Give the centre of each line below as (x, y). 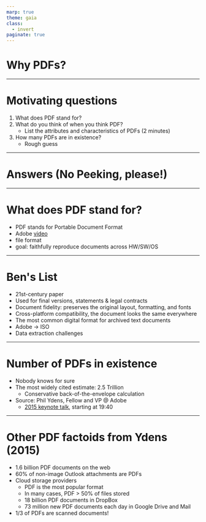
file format (28, 240)
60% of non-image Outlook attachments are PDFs (78, 474)
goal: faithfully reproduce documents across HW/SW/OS (86, 247)
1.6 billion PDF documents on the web (63, 467)
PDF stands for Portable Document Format (69, 227)
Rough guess (41, 144)
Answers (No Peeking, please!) (87, 175)
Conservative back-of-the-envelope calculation (84, 394)
